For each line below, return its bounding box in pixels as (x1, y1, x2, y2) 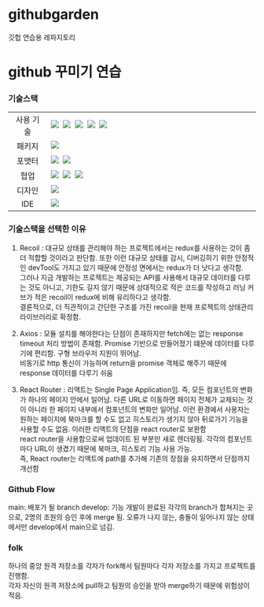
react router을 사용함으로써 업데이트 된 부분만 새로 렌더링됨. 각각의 (19, 434, 225, 443)
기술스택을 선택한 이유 (8, 224, 86, 235)
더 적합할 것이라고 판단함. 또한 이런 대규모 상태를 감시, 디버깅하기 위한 (19, 253, 233, 262)
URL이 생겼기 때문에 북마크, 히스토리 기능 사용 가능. (34, 443, 192, 453)
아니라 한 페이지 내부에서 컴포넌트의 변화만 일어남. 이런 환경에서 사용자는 (27, 404, 251, 414)
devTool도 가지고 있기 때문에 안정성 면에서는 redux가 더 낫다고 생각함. (27, 262, 244, 272)
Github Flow (8, 483, 56, 494)
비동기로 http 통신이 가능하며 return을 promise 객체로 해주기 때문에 (19, 358, 227, 368)
